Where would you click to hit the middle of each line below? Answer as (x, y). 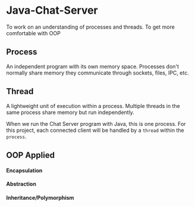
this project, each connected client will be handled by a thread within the (95, 130)
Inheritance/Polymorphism (40, 197)
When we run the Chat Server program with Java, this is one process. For (96, 123)
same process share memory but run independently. (70, 112)
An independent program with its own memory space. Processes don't (93, 66)
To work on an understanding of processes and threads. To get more (91, 27)
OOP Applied (31, 155)
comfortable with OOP (33, 33)
